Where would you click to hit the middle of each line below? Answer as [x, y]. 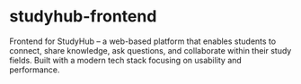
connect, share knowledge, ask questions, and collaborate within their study [150, 50]
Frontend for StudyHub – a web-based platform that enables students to [143, 41]
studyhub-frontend [83, 17]
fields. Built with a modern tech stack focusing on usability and [126, 60]
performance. [35, 70]
